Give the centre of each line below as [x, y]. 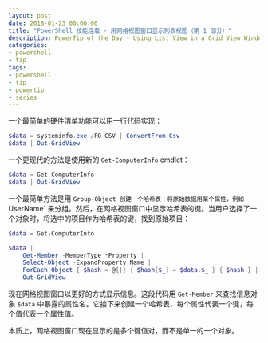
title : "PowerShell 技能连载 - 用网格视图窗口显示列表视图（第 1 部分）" [120, 30]
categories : [28, 45]
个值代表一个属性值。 [43, 313]
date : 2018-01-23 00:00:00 [53, 23]
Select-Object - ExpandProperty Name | [87, 263]
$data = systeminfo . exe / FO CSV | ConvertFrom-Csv [94, 136]
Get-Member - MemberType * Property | [84, 255]
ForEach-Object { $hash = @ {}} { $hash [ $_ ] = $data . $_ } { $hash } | [141, 270]
